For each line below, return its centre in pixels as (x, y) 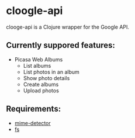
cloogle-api (34, 11)
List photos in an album (51, 72)
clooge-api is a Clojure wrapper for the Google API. (68, 27)
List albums (37, 65)
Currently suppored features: (61, 45)
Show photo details (46, 78)
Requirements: (34, 109)
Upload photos (41, 90)
